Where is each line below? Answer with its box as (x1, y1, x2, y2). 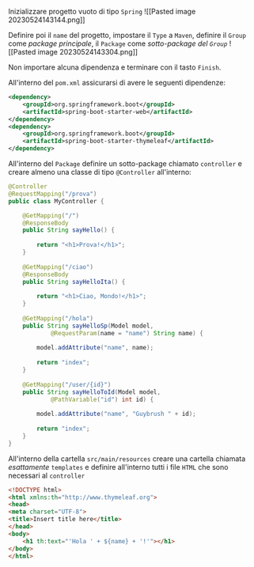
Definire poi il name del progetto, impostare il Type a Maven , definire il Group (8, 31, 247, 40)
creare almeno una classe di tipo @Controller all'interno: (8, 168, 191, 176)
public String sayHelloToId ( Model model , (22, 387, 161, 396)
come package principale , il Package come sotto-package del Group (8, 39, 228, 48)
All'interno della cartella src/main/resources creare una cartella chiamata (8, 454, 246, 463)
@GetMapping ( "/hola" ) (22, 314, 93, 323)
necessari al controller (8, 471, 85, 480)
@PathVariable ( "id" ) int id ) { (50, 395, 154, 403)
